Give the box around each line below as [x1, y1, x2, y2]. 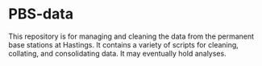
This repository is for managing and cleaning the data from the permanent [8, 31, 255, 41]
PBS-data [8, 5, 74, 23]
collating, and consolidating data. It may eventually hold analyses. [8, 48, 227, 58]
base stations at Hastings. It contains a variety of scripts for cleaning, [8, 39, 239, 49]
